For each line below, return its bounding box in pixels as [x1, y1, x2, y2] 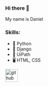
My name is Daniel [5, 16, 43, 22]
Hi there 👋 [5, 5, 30, 12]
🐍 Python [12, 40, 31, 46]
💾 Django [12, 46, 31, 52]
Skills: [5, 29, 21, 36]
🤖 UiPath [12, 51, 31, 57]
